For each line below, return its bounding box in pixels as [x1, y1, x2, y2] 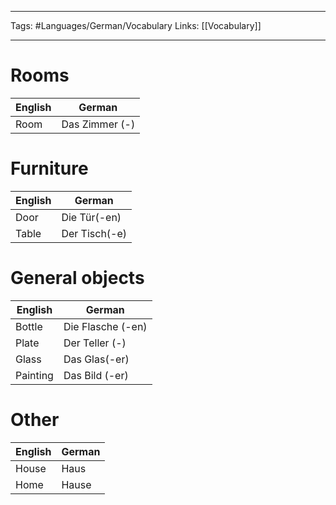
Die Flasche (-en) [63, 319, 148, 333]
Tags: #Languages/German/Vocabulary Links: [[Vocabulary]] [10, 20, 262, 31]
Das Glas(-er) [63, 352, 130, 366]
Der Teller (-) [63, 336, 127, 350]
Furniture [10, 157, 89, 180]
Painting [15, 368, 54, 382]
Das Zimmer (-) [61, 117, 136, 131]
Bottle [15, 319, 43, 333]
